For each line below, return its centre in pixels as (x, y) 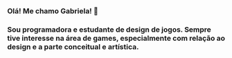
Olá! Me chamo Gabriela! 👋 (53, 11)
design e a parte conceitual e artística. (73, 46)
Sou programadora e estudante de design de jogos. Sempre (109, 29)
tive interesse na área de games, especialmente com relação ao (116, 38)
